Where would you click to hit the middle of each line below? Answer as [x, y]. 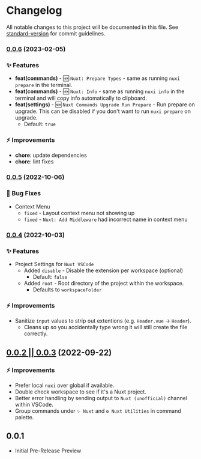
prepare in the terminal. [43, 85]
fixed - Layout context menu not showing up [79, 213]
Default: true [40, 124]
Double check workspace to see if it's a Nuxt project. [81, 392]
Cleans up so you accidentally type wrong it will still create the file [106, 327]
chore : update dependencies [51, 155]
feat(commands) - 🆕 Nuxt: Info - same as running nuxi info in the [100, 91]
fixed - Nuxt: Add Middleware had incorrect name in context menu [106, 219]
